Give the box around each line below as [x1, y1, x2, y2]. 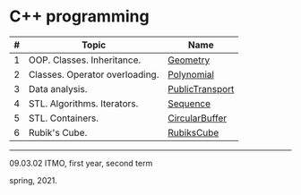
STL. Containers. [28, 112, 99, 124]
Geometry [167, 54, 211, 66]
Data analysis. [28, 82, 88, 95]
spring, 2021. [9, 174, 58, 185]
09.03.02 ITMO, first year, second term [9, 157, 153, 168]
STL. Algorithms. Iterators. [28, 97, 139, 109]
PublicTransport [167, 82, 235, 95]
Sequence [167, 97, 211, 109]
